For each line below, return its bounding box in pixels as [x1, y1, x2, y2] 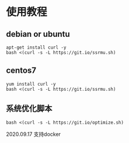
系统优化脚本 [6, 104, 53, 114]
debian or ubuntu [6, 29, 70, 39]
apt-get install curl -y [6, 45, 67, 50]
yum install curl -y [6, 81, 57, 87]
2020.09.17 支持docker [6, 130, 61, 138]
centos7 [6, 66, 37, 76]
